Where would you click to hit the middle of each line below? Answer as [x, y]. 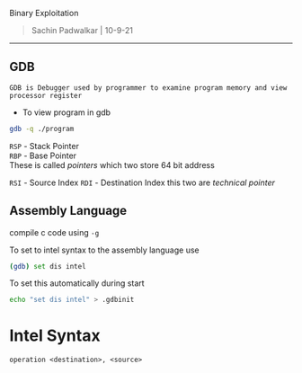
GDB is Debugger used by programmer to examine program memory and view [148, 88]
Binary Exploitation [44, 13]
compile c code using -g [54, 232]
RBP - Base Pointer [43, 155]
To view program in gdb [66, 112]
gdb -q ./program [42, 129]
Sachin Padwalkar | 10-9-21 [82, 30]
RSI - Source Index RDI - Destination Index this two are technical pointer [142, 182]
